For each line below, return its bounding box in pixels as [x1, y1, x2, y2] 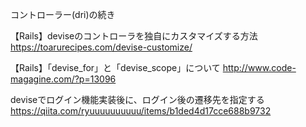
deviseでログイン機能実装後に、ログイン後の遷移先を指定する [10, 94, 265, 105]
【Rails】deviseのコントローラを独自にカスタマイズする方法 [10, 30, 258, 42]
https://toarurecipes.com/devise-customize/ [10, 41, 193, 53]
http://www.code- [222, 62, 297, 73]
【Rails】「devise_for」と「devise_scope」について [10, 62, 221, 73]
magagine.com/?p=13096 [10, 73, 117, 85]
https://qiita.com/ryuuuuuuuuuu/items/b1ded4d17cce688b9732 [10, 105, 272, 117]
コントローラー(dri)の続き [10, 9, 116, 20]
